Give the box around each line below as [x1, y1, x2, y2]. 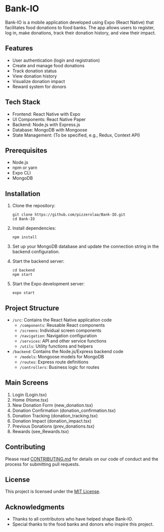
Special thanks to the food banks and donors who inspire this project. [12, 521, 154, 527]
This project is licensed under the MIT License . [5, 488, 101, 494]
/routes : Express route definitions [19, 359, 89, 365]
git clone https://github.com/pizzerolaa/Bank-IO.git [12, 212, 125, 218]
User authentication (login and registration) [12, 57, 100, 63]
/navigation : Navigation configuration [19, 333, 97, 339]
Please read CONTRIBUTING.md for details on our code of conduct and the [5, 456, 159, 462]
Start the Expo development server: [12, 281, 85, 287]
